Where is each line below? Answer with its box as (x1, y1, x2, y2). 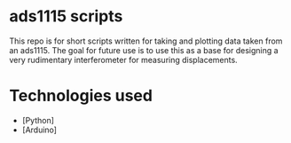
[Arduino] (21, 124, 58, 135)
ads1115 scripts (9, 6, 123, 27)
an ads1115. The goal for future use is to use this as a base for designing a (9, 44, 279, 55)
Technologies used (9, 86, 153, 106)
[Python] (21, 115, 55, 125)
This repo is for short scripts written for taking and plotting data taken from (9, 36, 283, 46)
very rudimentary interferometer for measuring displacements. (9, 54, 238, 65)
